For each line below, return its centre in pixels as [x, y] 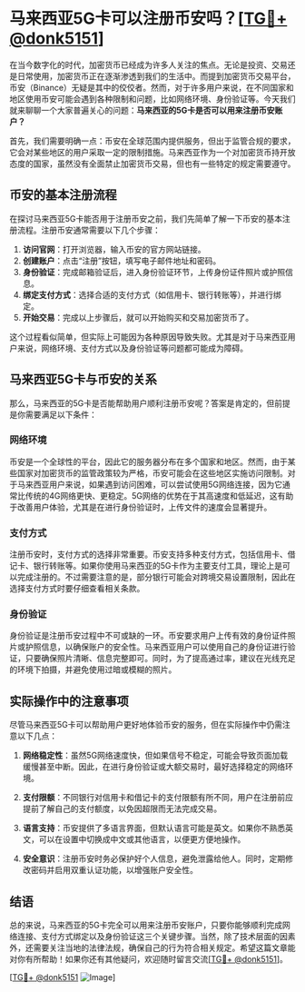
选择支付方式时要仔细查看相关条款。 [77, 589]
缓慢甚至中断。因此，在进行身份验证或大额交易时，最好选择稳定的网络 [154, 767]
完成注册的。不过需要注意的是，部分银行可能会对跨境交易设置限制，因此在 [156, 577]
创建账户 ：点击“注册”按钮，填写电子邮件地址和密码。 [122, 261]
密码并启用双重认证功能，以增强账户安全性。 [114, 870]
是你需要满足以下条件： [53, 414]
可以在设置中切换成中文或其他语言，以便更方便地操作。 [142, 839]
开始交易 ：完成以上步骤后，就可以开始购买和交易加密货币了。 [138, 317]
